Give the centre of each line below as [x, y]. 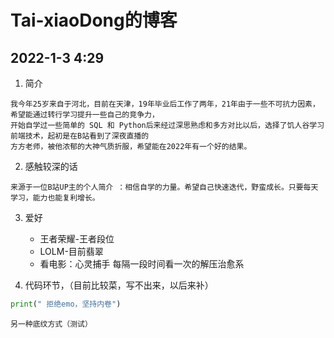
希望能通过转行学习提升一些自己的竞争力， [85, 115]
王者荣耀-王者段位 [77, 239]
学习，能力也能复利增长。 [55, 198]
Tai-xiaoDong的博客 [94, 20]
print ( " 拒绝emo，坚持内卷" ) [66, 304]
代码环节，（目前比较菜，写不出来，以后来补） [119, 285]
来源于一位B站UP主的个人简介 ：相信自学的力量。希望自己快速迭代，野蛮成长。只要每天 [164, 187]
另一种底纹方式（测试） [51, 324]
